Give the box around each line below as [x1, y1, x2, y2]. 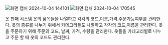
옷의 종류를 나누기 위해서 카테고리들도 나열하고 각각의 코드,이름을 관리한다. [12, 22, 158, 28]
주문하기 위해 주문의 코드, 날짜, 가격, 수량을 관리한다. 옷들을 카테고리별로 [10, 28, 152, 34]
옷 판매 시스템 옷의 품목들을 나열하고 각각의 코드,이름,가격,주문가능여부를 [5, 16, 147, 22]
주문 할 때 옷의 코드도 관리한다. [10, 35, 71, 40]
